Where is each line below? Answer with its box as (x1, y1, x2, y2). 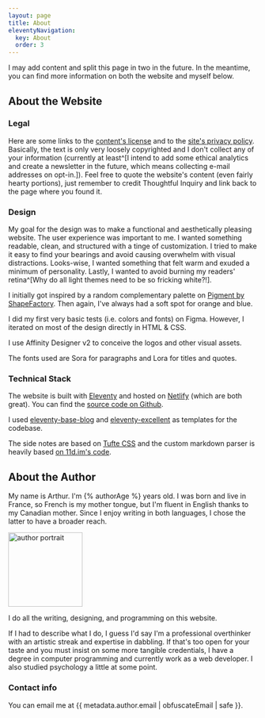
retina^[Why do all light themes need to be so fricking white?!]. (8, 275, 212, 285)
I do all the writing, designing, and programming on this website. (8, 613, 218, 623)
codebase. (8, 424, 44, 433)
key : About (15, 33, 51, 42)
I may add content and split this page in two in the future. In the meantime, (8, 63, 251, 72)
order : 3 (15, 41, 44, 49)
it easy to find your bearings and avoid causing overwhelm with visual (8, 250, 236, 259)
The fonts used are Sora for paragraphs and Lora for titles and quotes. (8, 354, 237, 363)
